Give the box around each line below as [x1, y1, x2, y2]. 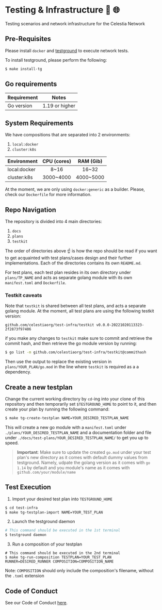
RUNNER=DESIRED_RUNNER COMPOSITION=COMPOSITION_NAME [5, 559, 114, 564]
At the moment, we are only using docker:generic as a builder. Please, [5, 186, 145, 192]
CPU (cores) [42, 158, 71, 165]
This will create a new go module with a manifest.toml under [5, 424, 127, 430]
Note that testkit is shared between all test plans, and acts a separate [5, 303, 146, 309]
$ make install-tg [5, 66, 42, 71]
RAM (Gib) [78, 158, 103, 165]
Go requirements [5, 80, 57, 88]
